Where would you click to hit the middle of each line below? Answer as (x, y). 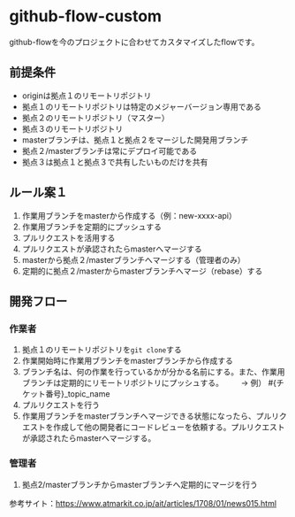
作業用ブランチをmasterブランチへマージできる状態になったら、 (139, 416)
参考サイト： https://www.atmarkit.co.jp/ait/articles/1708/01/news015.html (143, 503)
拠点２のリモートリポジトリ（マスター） (95, 118)
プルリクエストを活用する (68, 237)
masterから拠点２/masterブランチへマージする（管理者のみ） (133, 259)
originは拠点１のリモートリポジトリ (87, 96)
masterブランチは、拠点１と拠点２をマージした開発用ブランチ (135, 140)
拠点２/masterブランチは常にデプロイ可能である (110, 150)
